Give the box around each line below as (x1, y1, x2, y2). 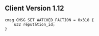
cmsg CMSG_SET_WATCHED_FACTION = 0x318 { (5, 17, 94, 22)
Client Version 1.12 (5, 4, 64, 13)
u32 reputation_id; (14, 22, 56, 27)
